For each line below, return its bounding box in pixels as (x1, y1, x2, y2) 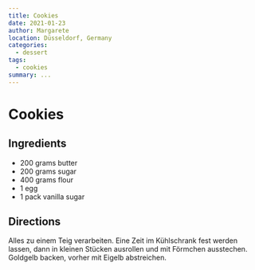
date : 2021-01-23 (8, 19, 66, 27)
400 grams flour (19, 174, 74, 184)
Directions (8, 215, 61, 229)
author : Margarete (8, 26, 69, 34)
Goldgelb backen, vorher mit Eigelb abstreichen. (8, 252, 167, 263)
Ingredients (8, 137, 67, 151)
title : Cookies (8, 11, 59, 20)
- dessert (15, 49, 48, 57)
